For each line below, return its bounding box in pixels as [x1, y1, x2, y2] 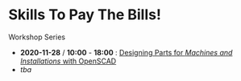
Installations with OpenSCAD [19, 56, 117, 66]
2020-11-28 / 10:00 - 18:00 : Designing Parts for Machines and [19, 47, 233, 57]
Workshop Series [8, 32, 66, 42]
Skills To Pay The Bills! [8, 6, 161, 24]
